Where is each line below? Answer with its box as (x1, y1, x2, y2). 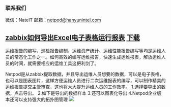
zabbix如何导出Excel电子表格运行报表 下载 (5, 33, 140, 42)
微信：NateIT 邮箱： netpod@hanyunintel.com (5, 17, 101, 23)
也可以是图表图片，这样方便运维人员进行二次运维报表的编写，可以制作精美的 (5, 78, 166, 84)
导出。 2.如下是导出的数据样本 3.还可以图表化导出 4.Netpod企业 (22, 90, 157, 96)
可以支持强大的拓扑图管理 (14, 96, 68, 102)
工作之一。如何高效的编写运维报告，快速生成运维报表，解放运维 (27, 54, 161, 60)
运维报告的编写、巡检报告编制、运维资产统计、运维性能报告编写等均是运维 (5, 48, 161, 54)
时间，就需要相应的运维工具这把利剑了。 (14, 60, 99, 66)
